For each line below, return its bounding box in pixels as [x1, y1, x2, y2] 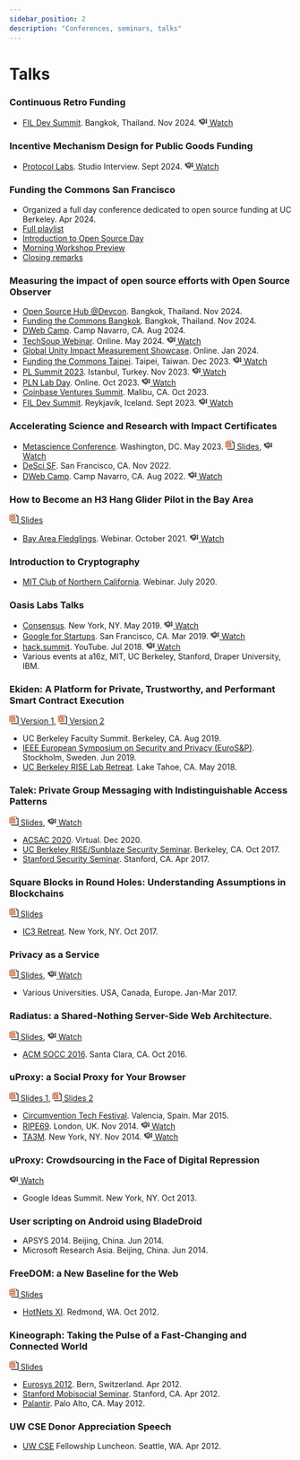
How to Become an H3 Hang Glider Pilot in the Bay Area [9, 494, 253, 506]
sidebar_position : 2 [9, 14, 87, 23]
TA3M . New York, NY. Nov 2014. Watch [21, 1131, 179, 1142]
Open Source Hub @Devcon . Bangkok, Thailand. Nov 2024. [21, 305, 243, 316]
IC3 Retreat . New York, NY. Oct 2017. [21, 926, 159, 937]
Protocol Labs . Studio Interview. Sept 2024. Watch [21, 162, 219, 172]
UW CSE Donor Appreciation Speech [9, 1420, 172, 1432]
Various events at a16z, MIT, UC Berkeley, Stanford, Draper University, [21, 651, 281, 662]
